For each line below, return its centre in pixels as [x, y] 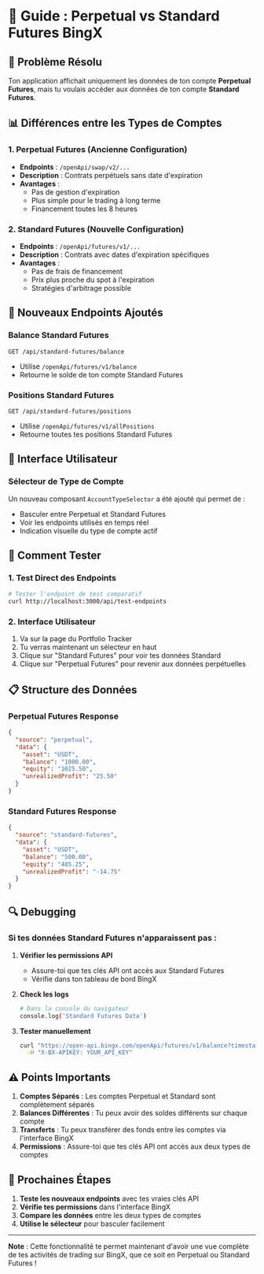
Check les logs [44, 994]
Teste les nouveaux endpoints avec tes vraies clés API [109, 1198]
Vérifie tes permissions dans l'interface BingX [95, 1207]
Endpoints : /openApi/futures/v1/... [80, 246]
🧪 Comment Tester [55, 556]
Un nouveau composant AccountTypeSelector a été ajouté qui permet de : [127, 499]
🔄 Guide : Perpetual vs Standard [114, 16]
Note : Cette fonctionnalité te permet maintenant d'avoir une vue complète [128, 1246]
